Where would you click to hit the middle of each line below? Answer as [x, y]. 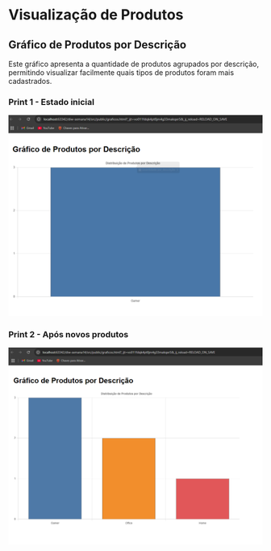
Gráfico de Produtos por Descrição [98, 45]
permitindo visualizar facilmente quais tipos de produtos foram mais [121, 73]
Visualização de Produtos [96, 15]
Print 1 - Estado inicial [52, 102]
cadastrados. [30, 81]
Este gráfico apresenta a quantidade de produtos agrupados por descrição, [134, 64]
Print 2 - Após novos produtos [69, 334]
